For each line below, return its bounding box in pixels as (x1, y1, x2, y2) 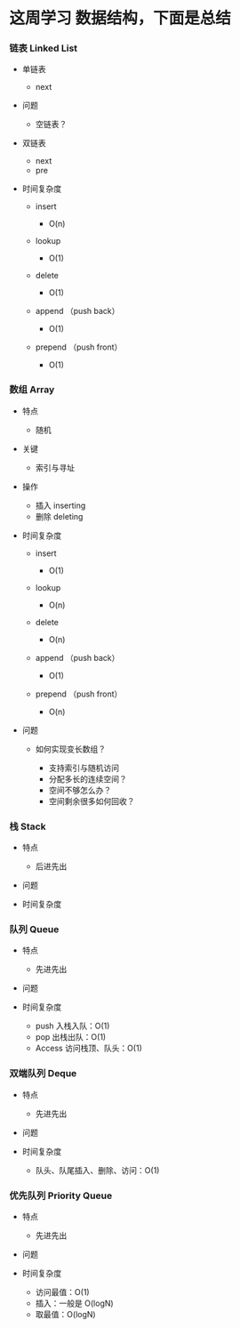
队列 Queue (9, 923, 60, 935)
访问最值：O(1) (35, 1286, 91, 1297)
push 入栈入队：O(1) (35, 1020, 110, 1032)
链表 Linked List (9, 42, 78, 54)
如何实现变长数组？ (35, 744, 107, 754)
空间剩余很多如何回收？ (48, 795, 135, 806)
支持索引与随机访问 (48, 762, 120, 773)
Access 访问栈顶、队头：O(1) (35, 1042, 142, 1054)
